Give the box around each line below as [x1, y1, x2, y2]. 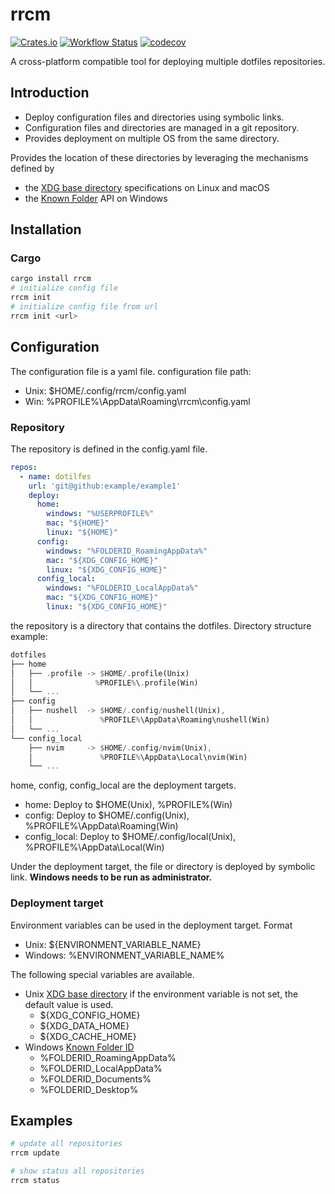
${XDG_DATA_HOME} [39, 1019, 130, 1032]
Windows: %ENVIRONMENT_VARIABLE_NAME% [24, 949, 225, 961]
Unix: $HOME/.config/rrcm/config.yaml [24, 384, 187, 397]
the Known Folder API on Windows [24, 192, 168, 204]
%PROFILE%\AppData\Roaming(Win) [24, 820, 179, 832]
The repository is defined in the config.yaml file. [10, 443, 208, 455]
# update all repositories [10, 1139, 123, 1149]
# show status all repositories [10, 1166, 145, 1177]
